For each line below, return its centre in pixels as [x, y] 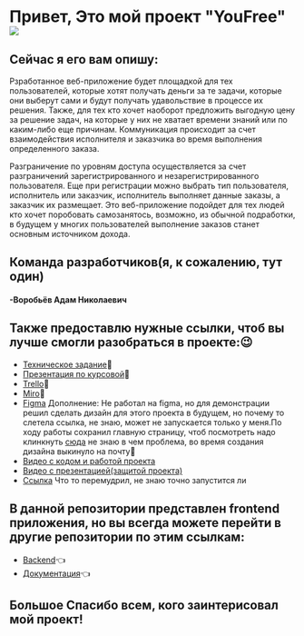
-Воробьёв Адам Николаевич [68, 299]
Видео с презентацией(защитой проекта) [103, 471]
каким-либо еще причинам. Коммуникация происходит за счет [132, 129]
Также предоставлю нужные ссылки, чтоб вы [147, 328]
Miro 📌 [34, 393]
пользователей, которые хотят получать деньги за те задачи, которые [146, 91]
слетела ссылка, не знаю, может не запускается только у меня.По [152, 422]
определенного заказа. [54, 149]
